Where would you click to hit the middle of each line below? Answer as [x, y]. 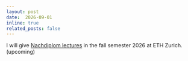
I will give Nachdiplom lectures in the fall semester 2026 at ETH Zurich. [94, 45]
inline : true [23, 23]
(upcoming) [20, 52]
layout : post [23, 12]
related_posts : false [33, 28]
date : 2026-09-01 [29, 17]
